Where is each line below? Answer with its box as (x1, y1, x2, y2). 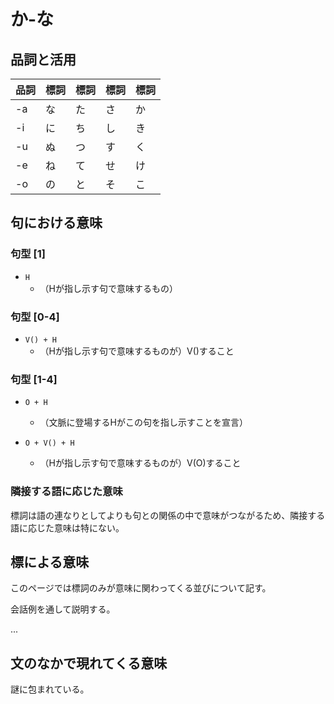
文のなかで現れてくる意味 (10, 655, 168, 672)
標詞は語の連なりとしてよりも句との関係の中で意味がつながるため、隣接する (10, 509, 326, 521)
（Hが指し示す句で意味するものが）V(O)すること (39, 457, 242, 469)
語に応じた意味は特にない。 (10, 521, 125, 534)
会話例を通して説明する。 (10, 603, 116, 615)
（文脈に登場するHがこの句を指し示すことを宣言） (39, 416, 248, 429)
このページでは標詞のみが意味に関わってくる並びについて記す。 (10, 582, 272, 594)
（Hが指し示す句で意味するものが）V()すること (39, 345, 235, 357)
